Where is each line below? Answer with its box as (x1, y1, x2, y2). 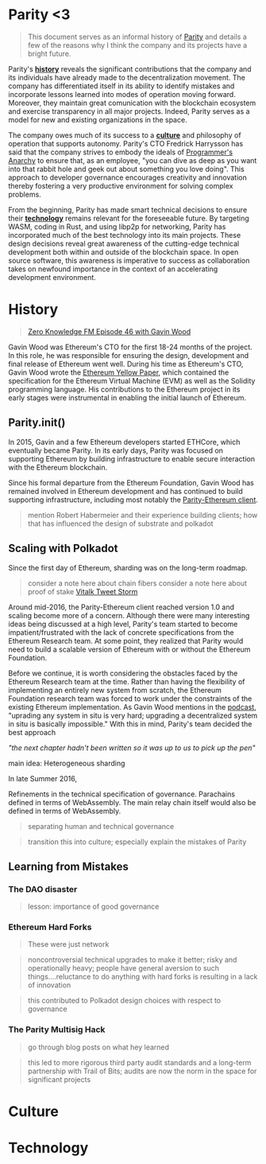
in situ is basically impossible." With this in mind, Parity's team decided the (8, 718, 253, 729)
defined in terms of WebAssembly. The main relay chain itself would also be (8, 797, 256, 807)
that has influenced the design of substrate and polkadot (27, 519, 214, 528)
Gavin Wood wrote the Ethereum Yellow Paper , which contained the (8, 368, 229, 377)
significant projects (27, 1074, 91, 1084)
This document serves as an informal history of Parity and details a (27, 32, 248, 41)
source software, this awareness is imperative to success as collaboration (8, 255, 250, 265)
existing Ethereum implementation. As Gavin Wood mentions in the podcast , (8, 702, 256, 711)
